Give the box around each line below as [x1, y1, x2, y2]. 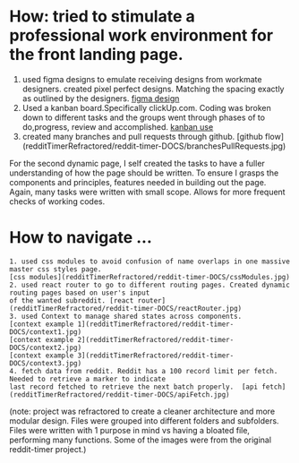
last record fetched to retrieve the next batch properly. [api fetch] [9, 382, 286, 391]
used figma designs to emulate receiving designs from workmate [21, 73, 262, 84]
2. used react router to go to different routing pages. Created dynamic [9, 280, 291, 289]
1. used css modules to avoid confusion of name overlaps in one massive [9, 257, 291, 266]
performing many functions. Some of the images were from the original [9, 434, 271, 445]
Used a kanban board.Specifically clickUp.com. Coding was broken [21, 102, 271, 113]
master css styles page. [9, 264, 102, 274]
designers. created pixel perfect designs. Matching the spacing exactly [21, 83, 285, 94]
